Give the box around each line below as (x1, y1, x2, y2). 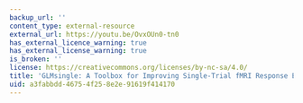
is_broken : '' (9, 55, 63, 64)
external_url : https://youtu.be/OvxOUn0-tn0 (9, 30, 179, 39)
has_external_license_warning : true (9, 47, 147, 56)
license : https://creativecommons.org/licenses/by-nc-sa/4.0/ (9, 64, 248, 73)
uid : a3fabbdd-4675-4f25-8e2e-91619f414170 (9, 80, 176, 89)
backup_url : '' (9, 13, 67, 22)
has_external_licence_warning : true (9, 38, 147, 47)
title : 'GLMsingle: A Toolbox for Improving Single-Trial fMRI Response (9, 72, 289, 81)
